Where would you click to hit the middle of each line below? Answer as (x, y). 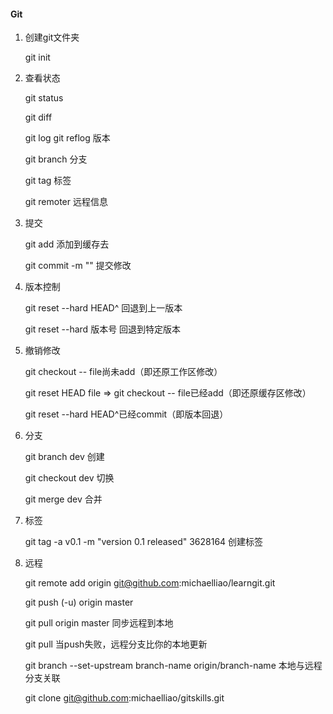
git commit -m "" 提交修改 (78, 266)
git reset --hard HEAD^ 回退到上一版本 (103, 308)
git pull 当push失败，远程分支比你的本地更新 (116, 644)
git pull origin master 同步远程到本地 (99, 623)
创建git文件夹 (52, 37)
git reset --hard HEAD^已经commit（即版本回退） (126, 414)
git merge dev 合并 (63, 499)
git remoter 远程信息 (66, 202)
